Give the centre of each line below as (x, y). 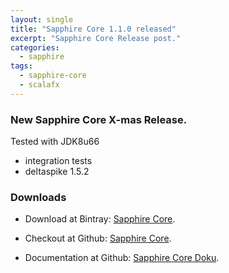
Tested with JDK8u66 (55, 142)
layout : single (42, 19)
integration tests (58, 161)
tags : (21, 66)
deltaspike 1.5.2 (57, 172)
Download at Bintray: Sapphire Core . (100, 219)
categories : (35, 47)
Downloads (38, 197)
